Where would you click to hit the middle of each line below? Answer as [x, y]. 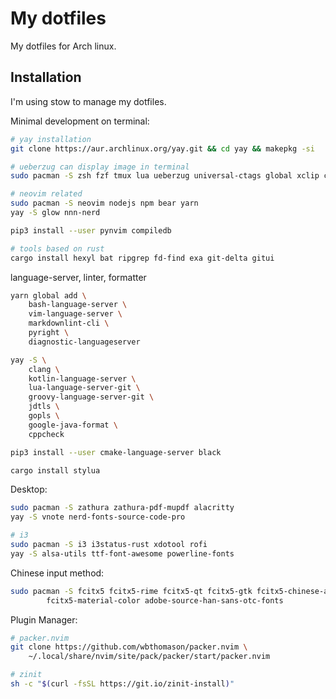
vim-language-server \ [75, 314]
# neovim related [46, 194]
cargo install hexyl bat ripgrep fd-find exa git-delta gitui [142, 258]
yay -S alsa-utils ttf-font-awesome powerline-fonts [122, 553]
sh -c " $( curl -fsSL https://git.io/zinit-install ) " [122, 684]
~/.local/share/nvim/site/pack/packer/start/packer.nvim [149, 657]
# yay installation [51, 139]
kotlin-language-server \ [82, 378]
